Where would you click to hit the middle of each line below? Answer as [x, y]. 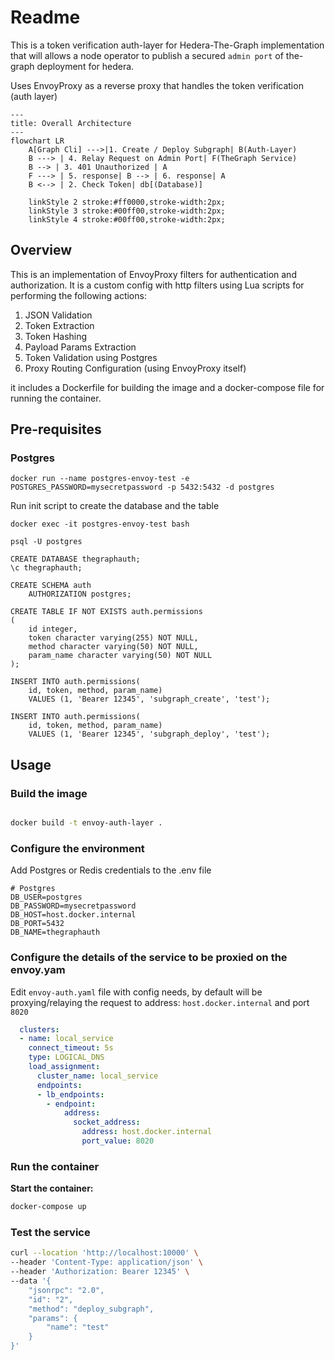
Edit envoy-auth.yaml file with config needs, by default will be [136, 992]
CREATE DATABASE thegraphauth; [75, 559]
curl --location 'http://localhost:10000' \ [104, 1253]
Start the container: [52, 1188]
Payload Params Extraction [80, 347]
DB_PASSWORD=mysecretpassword [73, 906]
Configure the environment [77, 848]
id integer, [53, 629]
